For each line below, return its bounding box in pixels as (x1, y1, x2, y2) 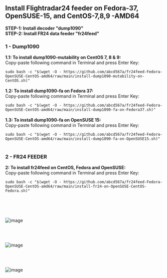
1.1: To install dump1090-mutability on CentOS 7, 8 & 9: (5, 55, 121, 61)
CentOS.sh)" (5, 78, 30, 83)
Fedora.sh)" (5, 188, 30, 193)
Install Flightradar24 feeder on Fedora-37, (5, 4, 139, 13)
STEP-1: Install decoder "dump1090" (5, 25, 84, 31)
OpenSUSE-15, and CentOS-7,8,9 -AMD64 (5, 12, 139, 21)
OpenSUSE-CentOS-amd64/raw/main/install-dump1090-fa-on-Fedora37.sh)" (5, 107, 156, 112)
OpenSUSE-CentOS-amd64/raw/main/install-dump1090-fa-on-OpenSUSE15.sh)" (5, 136, 160, 142)
